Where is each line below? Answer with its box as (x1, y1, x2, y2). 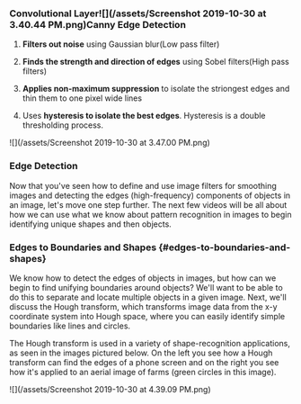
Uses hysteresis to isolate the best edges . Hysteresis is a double (22, 111, 267, 121)
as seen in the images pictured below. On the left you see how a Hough (9, 347, 273, 358)
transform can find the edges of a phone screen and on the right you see (9, 356, 279, 367)
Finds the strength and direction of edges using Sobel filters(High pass (22, 57, 289, 67)
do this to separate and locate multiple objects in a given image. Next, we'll (9, 292, 288, 302)
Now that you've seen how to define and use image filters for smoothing (9, 180, 277, 191)
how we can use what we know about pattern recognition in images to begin (9, 209, 292, 220)
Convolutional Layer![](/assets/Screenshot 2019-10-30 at (9, 7, 267, 20)
